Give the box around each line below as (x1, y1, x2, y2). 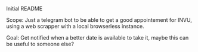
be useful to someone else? (6, 41, 75, 47)
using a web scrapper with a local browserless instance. (6, 23, 144, 30)
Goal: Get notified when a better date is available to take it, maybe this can (6, 34, 189, 41)
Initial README (6, 5, 43, 12)
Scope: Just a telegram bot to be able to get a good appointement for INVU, (6, 17, 192, 23)
